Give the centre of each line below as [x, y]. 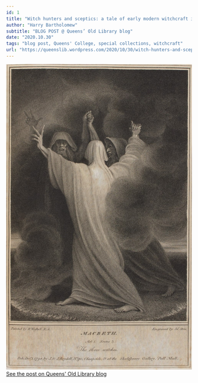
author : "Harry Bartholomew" [42, 25]
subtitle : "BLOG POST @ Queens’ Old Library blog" [70, 31]
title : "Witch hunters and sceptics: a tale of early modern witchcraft [97, 19]
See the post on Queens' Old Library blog [57, 374]
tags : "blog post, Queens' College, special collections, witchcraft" [95, 44]
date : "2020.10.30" [30, 37]
